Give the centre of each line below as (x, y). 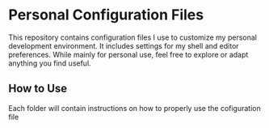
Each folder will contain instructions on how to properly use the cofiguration (134, 108)
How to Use (38, 89)
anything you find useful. (50, 63)
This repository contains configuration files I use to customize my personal (132, 37)
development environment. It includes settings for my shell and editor (124, 45)
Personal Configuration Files (106, 15)
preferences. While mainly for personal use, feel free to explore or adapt (128, 54)
